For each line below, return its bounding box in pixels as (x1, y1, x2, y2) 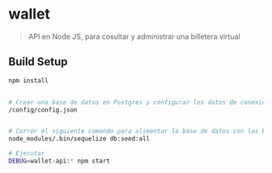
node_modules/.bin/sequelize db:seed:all (8, 135, 151, 143)
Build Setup (8, 55, 68, 69)
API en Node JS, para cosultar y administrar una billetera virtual (28, 32, 240, 41)
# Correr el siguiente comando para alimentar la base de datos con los (8, 127, 259, 136)
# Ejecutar (8, 150, 45, 158)
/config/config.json (8, 106, 79, 114)
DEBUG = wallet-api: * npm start (8, 157, 111, 165)
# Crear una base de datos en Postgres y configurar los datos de (8, 98, 237, 106)
